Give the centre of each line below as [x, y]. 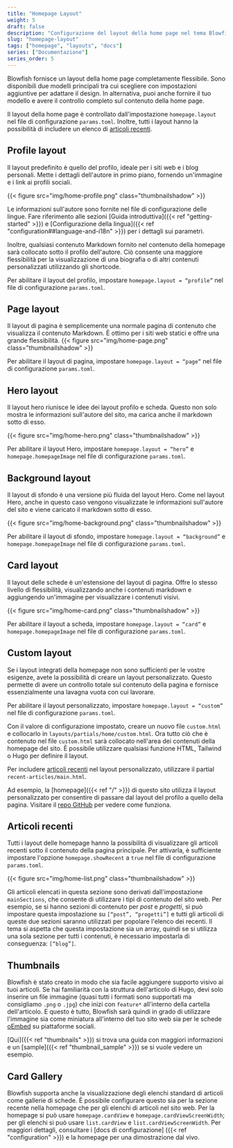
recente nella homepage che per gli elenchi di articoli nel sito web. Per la [111, 1108]
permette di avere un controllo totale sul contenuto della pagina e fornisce [113, 685]
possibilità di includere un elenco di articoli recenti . [80, 128]
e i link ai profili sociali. [40, 182]
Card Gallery [35, 1076]
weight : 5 [21, 20]
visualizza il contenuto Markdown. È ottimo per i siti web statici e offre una [113, 333]
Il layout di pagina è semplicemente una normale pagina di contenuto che [112, 326]
